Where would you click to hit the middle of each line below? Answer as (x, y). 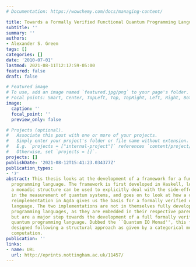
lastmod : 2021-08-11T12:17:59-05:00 (50, 65)
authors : (17, 39)
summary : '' (20, 33)
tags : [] (17, 49)
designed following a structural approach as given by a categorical (97, 228)
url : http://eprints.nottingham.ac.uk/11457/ (68, 255)
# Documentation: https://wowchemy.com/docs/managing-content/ (85, 11)
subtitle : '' (22, 27)
